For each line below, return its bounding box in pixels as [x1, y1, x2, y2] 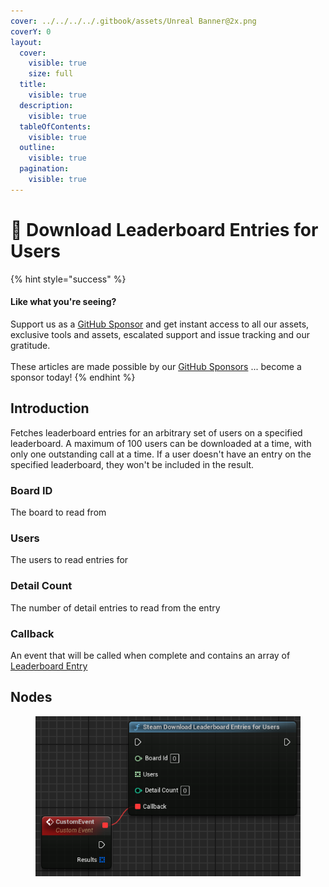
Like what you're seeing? [10, 296, 117, 308]
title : [19, 80, 47, 90]
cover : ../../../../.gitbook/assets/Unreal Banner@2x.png [10, 16, 257, 26]
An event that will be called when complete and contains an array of [10, 649, 291, 661]
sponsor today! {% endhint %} [10, 371, 136, 383]
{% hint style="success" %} [10, 273, 127, 285]
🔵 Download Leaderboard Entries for [10, 218, 319, 241]
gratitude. [10, 339, 51, 351]
